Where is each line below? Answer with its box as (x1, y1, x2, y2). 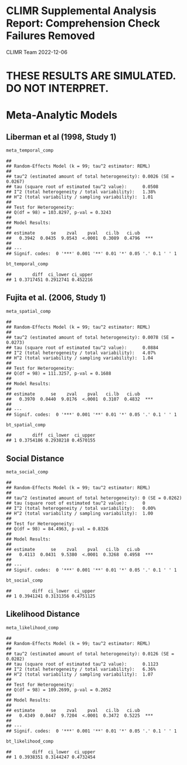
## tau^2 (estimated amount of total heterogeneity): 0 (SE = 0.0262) (6, 495, 182, 501)
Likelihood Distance (6, 609, 80, 619)
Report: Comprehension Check (6, 16, 160, 30)
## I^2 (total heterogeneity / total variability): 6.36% (6, 666, 157, 672)
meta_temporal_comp (6, 148, 54, 153)
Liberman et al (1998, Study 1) (6, 132, 117, 142)
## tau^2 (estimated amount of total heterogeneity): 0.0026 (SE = (6, 173, 175, 179)
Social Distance (6, 453, 64, 463)
